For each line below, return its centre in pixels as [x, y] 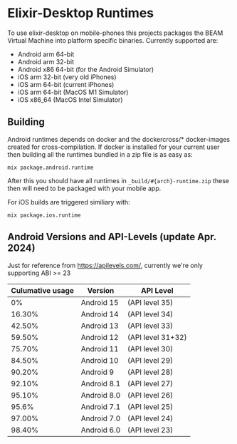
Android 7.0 [101, 418]
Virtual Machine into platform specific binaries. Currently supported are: [113, 40]
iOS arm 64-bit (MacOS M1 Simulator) [73, 92]
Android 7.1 [101, 406]
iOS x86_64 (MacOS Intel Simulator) [70, 99]
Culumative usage [43, 290]
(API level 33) [150, 326]
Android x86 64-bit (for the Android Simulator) [86, 69]
